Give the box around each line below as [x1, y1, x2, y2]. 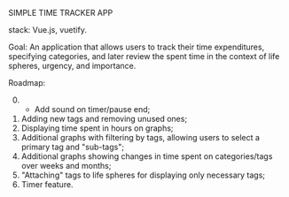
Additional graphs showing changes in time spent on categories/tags [20, 151, 273, 162]
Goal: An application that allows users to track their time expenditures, [8, 42, 265, 52]
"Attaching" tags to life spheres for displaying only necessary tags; [20, 170, 266, 180]
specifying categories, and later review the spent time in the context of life [8, 51, 280, 61]
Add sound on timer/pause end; [34, 104, 151, 114]
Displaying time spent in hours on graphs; [20, 123, 174, 133]
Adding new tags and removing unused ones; [20, 114, 188, 124]
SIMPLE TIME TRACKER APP [8, 8, 113, 18]
